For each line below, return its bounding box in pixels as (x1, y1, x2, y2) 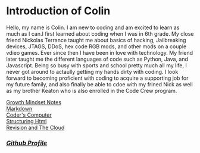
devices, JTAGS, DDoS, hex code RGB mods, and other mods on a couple (6, 43, 187, 50)
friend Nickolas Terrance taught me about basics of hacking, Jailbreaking (6, 36, 186, 43)
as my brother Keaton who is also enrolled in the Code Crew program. (6, 87, 177, 94)
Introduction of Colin (6, 4, 111, 18)
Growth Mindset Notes (6, 98, 61, 105)
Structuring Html (6, 117, 47, 124)
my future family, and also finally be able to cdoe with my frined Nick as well (6, 80, 193, 88)
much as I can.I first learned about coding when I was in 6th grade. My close (6, 30, 194, 37)
